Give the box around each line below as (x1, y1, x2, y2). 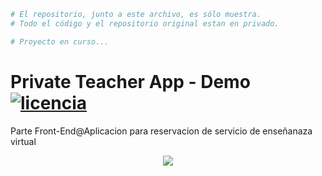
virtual (10, 135, 37, 147)
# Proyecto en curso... (10, 36, 110, 47)
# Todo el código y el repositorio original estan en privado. (10, 18, 280, 29)
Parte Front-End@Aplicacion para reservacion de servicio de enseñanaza (10, 125, 313, 137)
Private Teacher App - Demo (10, 70, 251, 93)
